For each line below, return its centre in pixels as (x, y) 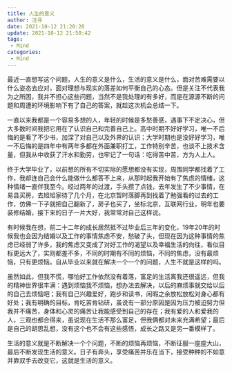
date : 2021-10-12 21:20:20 (46, 26)
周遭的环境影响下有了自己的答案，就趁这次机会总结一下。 (101, 105)
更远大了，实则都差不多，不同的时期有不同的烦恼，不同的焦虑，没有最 (113, 253)
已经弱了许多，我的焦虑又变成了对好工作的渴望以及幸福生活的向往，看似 (116, 244)
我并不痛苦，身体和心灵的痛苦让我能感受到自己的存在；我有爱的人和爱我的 (113, 311)
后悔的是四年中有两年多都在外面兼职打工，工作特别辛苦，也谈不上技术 (119, 145)
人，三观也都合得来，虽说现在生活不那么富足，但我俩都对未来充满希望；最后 (116, 320)
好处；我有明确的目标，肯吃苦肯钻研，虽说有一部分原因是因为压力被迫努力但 (116, 302)
